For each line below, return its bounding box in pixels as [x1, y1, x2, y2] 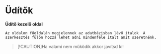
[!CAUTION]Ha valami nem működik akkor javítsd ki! [17, 43, 124, 49]
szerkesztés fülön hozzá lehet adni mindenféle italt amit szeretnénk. [5, 35, 157, 40]
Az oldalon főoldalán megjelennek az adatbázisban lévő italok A [5, 30, 146, 35]
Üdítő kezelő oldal [5, 21, 43, 27]
